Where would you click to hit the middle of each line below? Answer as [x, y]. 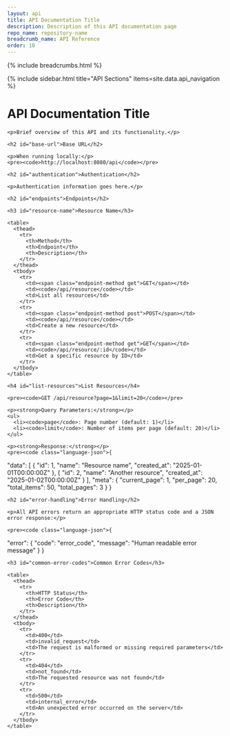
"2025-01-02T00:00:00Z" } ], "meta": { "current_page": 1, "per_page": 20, [112, 480]
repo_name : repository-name [48, 33]
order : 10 [21, 46]
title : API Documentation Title [53, 20]
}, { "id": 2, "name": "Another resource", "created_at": [127, 472]
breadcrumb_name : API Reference [53, 39]
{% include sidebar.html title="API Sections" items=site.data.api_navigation [114, 79]
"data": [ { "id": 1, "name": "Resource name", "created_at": [90, 465]
